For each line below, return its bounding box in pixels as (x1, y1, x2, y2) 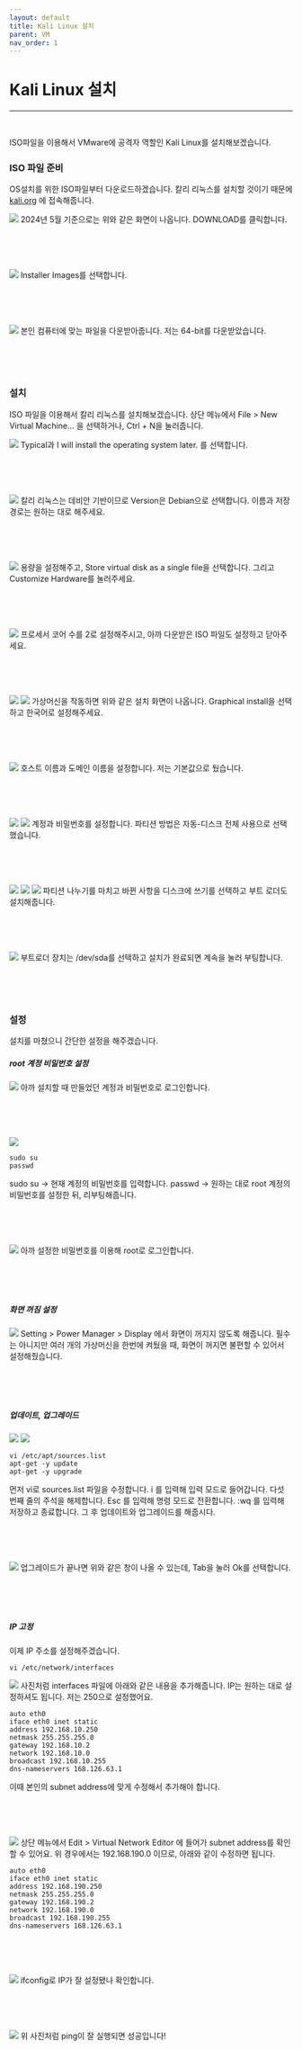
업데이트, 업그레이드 (9, 1410, 79, 1420)
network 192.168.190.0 (9, 1905, 94, 1914)
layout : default (9, 13, 70, 22)
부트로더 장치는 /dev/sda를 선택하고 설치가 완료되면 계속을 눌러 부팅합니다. (20, 952, 283, 962)
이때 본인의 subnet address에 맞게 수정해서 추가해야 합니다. (9, 1781, 220, 1792)
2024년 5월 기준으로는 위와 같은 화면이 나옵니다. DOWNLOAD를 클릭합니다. (20, 214, 288, 225)
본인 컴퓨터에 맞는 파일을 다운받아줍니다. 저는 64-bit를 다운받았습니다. (20, 326, 267, 336)
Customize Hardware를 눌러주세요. (9, 573, 136, 584)
